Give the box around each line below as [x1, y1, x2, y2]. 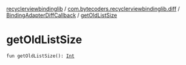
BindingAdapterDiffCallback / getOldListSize [6, 12, 117, 19]
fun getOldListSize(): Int [6, 53, 75, 59]
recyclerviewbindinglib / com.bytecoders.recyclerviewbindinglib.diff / [6, 5, 181, 12]
